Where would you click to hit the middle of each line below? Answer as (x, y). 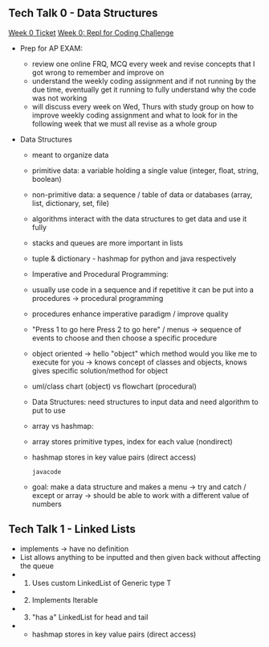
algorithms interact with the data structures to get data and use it (139, 218)
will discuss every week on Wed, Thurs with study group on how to (143, 106)
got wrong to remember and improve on (98, 72)
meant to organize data (70, 155)
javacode (47, 472)
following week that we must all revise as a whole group (124, 123)
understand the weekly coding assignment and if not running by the (144, 80)
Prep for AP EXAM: (51, 48)
